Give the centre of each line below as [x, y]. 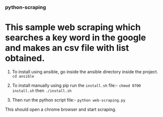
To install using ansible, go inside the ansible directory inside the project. [85, 71]
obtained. [25, 58]
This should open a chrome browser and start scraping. [61, 109]
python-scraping [26, 7]
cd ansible [23, 76]
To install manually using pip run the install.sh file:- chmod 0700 [76, 85]
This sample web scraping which [73, 27]
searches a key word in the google [75, 38]
